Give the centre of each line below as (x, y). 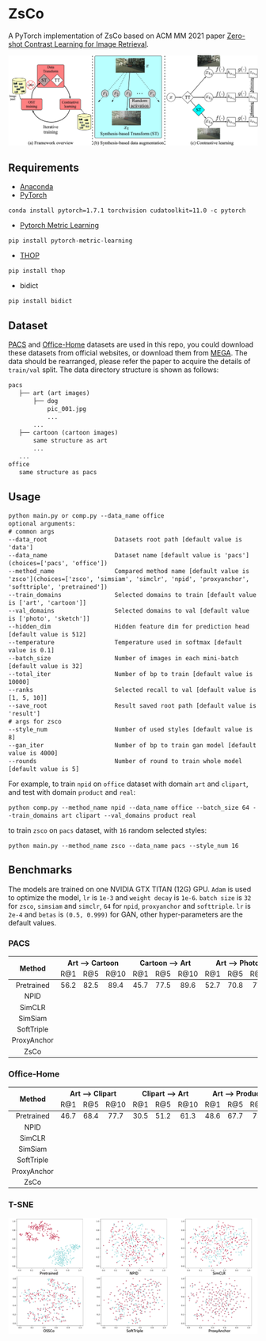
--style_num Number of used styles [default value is (131, 729)
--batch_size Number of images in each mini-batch (123, 658)
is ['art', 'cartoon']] (47, 602)
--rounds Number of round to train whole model (125, 761)
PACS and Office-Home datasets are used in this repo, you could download (131, 344)
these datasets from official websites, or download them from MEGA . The (128, 353)
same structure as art (70, 441)
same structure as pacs (58, 473)
